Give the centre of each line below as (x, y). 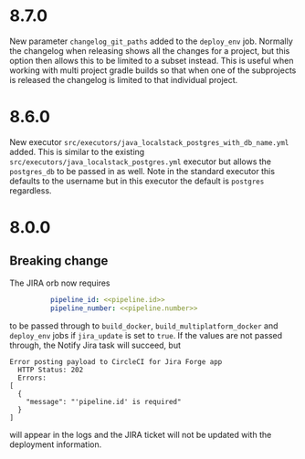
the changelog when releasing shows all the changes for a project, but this (150, 50)
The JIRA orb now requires (60, 283)
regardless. (31, 190)
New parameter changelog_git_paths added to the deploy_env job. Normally (152, 41)
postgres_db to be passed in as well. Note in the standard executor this (142, 171)
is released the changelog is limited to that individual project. (124, 79)
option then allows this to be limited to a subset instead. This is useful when (152, 60)
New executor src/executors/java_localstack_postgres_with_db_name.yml (149, 141)
